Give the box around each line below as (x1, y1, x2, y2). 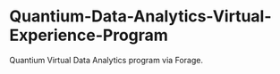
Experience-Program (9, 25, 168, 45)
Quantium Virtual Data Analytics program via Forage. (9, 54, 204, 65)
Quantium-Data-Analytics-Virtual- (9, 6, 272, 27)
